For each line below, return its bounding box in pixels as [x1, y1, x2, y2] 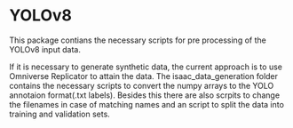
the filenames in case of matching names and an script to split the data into [9, 99, 284, 109]
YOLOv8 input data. [9, 44, 82, 54]
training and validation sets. [9, 108, 111, 119]
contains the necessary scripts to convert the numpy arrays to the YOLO [9, 80, 274, 91]
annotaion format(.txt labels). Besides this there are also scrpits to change [9, 90, 281, 100]
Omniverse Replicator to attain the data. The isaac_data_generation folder [9, 70, 278, 81]
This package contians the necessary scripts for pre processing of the [9, 35, 266, 45]
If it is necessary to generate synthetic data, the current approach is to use [9, 61, 282, 72]
